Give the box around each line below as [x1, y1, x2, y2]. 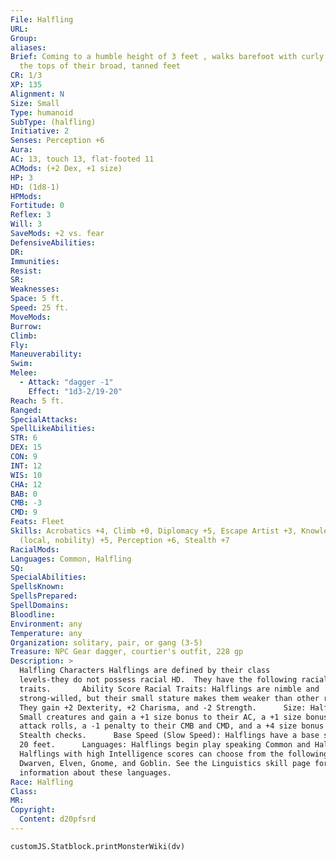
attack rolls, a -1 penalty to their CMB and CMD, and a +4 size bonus [19, 721, 325, 731]
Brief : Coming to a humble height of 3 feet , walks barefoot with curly [10, 52, 325, 62]
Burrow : [10, 321, 43, 331]
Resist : [10, 266, 43, 276]
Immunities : [10, 256, 60, 266]
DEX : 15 [10, 442, 43, 453]
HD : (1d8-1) [10, 182, 60, 192]
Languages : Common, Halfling [10, 554, 132, 564]
